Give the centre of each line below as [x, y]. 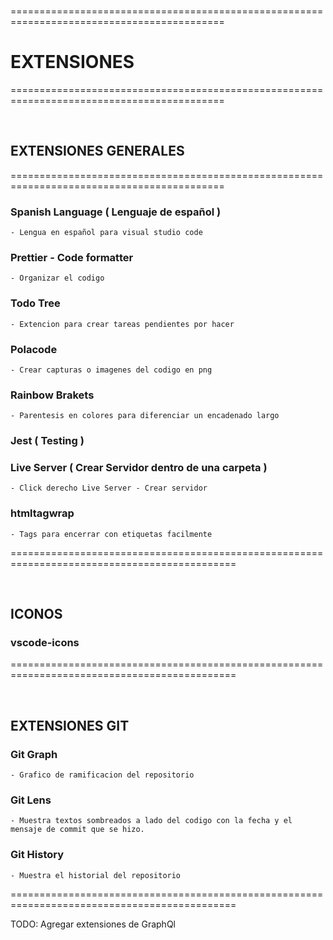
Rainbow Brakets [52, 395]
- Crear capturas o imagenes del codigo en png [111, 370]
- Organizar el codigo [57, 278]
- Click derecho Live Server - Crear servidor [109, 488]
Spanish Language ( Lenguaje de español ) [116, 212]
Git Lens [31, 800]
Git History [37, 855]
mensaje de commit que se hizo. [77, 830]
